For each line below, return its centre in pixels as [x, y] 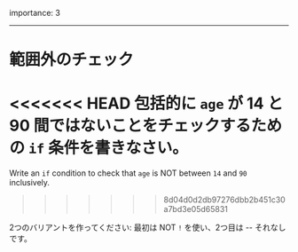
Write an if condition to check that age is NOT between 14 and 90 [128, 173]
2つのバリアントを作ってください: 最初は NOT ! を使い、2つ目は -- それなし [148, 228]
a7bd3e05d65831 [196, 209]
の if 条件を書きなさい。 [98, 148]
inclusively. [30, 183]
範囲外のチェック [72, 60]
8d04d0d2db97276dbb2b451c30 [224, 200]
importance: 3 [35, 13]
